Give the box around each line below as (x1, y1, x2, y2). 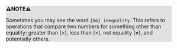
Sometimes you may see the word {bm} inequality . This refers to (6, 17, 166, 23)
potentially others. (6, 36, 50, 42)
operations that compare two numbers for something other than (6, 23, 162, 30)
